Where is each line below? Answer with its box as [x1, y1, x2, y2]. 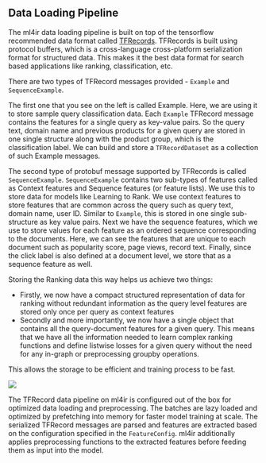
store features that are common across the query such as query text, [8, 200, 233, 210]
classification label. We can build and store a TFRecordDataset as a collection [8, 142, 259, 152]
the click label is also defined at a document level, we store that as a [8, 250, 232, 260]
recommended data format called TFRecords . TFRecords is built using [8, 36, 238, 45]
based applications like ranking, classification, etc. [8, 61, 173, 71]
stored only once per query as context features [19, 307, 175, 316]
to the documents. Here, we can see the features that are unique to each [8, 233, 246, 243]
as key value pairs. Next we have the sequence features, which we [39, 217, 258, 226]
